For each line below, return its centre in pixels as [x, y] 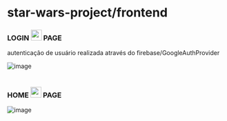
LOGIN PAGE [34, 38]
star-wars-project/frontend [87, 13]
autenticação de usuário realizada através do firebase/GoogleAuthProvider [113, 53]
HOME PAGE [34, 95]
